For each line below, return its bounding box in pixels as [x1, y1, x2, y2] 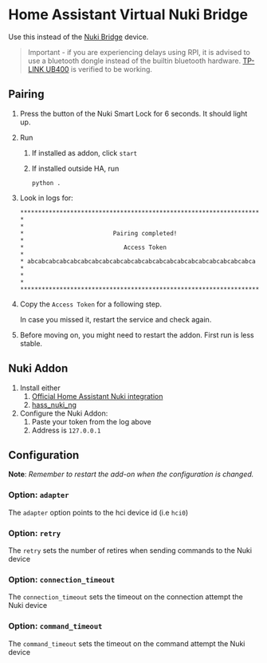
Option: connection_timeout [8, 574, 116, 585]
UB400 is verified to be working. [45, 64, 153, 73]
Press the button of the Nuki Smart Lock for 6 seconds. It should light [19, 109, 248, 118]
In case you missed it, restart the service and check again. [19, 314, 212, 324]
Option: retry [8, 527, 61, 539]
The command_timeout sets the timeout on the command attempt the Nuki [8, 638, 245, 648]
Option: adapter [8, 489, 69, 500]
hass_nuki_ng [31, 400, 77, 409]
